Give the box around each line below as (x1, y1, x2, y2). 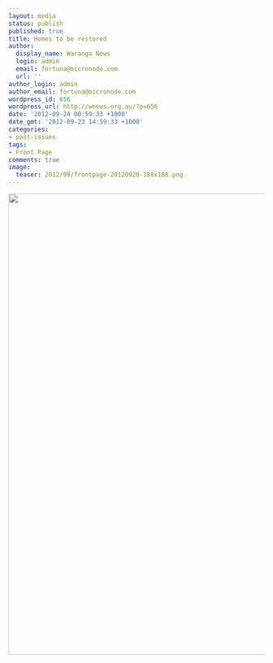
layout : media (8, 11, 57, 20)
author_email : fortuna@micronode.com (8, 87, 136, 96)
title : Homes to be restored (8, 34, 107, 43)
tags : (8, 140, 27, 149)
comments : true (8, 155, 60, 164)
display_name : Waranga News (15, 50, 111, 58)
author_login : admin (8, 80, 79, 88)
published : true (8, 27, 63, 35)
